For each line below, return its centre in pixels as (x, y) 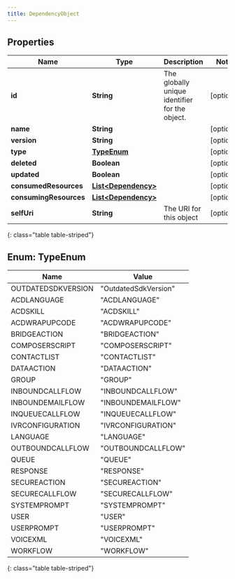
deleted (24, 164)
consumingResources (48, 197)
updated (25, 175)
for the (175, 109)
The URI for (182, 209)
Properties (31, 42)
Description (184, 62)
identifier (178, 100)
